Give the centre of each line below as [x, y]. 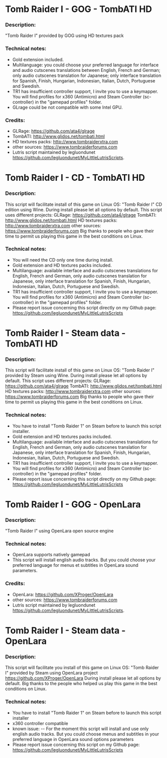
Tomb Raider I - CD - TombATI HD [75, 178]
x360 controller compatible [40, 723]
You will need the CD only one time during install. [63, 260]
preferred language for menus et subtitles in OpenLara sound [75, 565]
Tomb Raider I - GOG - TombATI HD [79, 9]
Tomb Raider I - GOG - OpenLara [73, 504]
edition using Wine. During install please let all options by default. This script [84, 209]
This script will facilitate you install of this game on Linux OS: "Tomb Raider [82, 668]
